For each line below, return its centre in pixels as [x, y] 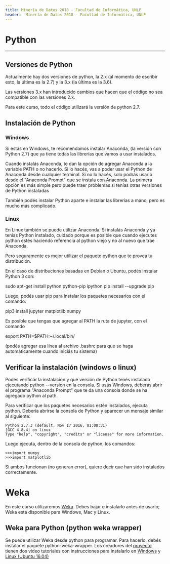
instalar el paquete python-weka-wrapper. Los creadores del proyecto [78, 545]
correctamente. [21, 472]
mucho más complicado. [31, 206]
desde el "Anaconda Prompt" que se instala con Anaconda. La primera [79, 180]
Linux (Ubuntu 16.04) [27, 556]
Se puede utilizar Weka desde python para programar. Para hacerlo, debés [83, 540]
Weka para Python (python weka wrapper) [74, 528]
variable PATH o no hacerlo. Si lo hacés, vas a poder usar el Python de [79, 169]
